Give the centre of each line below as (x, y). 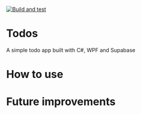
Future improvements (61, 102)
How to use (35, 74)
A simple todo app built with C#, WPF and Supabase (71, 50)
